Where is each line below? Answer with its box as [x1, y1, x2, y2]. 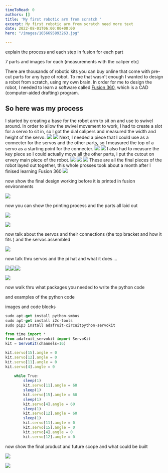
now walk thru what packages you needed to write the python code [5, 284, 145, 290]
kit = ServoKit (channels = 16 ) [5, 341, 66, 346]
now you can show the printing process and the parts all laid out [5, 202, 138, 209]
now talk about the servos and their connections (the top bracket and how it [5, 231, 162, 237]
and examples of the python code [5, 294, 75, 300]
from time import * [5, 332, 46, 337]
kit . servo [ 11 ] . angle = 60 [23, 383, 78, 388]
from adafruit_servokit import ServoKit [5, 336, 91, 342]
